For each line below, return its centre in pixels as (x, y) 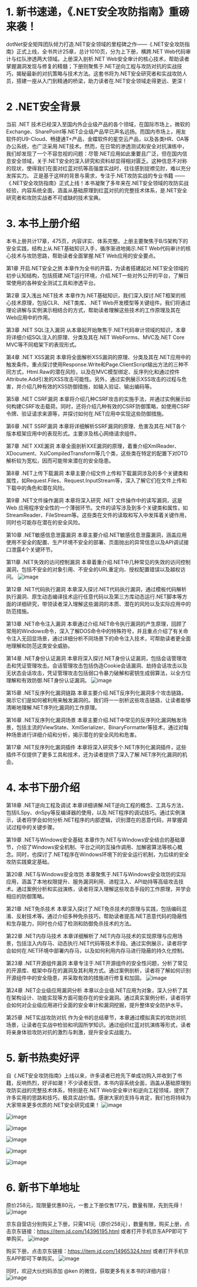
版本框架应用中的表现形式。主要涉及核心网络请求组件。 (73, 433)
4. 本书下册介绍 (43, 787)
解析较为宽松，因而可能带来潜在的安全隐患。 (60, 460)
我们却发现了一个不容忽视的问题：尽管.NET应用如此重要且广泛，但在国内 (94, 153)
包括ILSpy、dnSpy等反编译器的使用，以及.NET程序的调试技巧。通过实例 (93, 812)
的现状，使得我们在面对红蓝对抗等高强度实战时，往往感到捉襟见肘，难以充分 (98, 168)
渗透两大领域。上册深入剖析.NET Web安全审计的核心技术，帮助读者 (108, 59)
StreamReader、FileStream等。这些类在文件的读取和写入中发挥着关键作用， (98, 515)
